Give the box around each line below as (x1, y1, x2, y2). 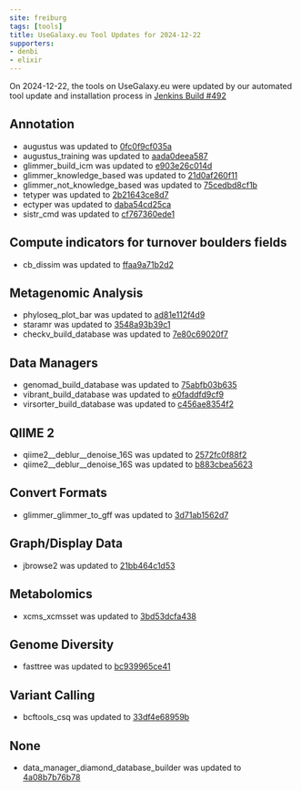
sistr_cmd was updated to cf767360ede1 (22, 208, 176, 219)
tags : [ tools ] (9, 22, 64, 31)
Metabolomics (9, 586, 93, 602)
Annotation (9, 117, 75, 132)
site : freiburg (9, 13, 67, 23)
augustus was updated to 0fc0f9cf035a (22, 140, 173, 151)
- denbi (9, 47, 39, 56)
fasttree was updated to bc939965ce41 (22, 661, 171, 672)
